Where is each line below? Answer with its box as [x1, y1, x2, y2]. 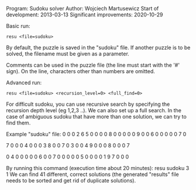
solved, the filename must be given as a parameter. [6, 50, 130, 57]
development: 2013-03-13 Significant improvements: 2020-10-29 [6, 11, 163, 18]
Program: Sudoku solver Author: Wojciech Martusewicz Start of [6, 5, 159, 12]
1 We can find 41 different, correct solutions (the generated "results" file [6, 171, 180, 178]
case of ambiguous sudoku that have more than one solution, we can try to [6, 113, 187, 120]
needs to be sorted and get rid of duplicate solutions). [6, 177, 136, 184]
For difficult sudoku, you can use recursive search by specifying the [6, 101, 170, 108]
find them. [6, 119, 31, 126]
